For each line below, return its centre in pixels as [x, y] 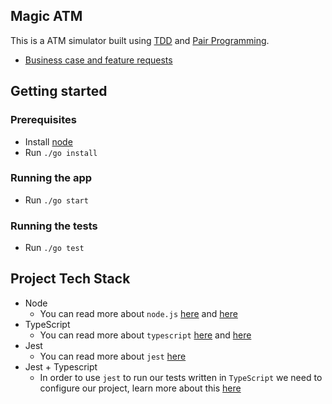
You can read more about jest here [113, 356]
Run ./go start [56, 200]
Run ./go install [61, 152]
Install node [48, 141]
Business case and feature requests [98, 60]
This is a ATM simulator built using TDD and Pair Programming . [140, 40]
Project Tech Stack [70, 279]
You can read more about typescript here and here [145, 335]
